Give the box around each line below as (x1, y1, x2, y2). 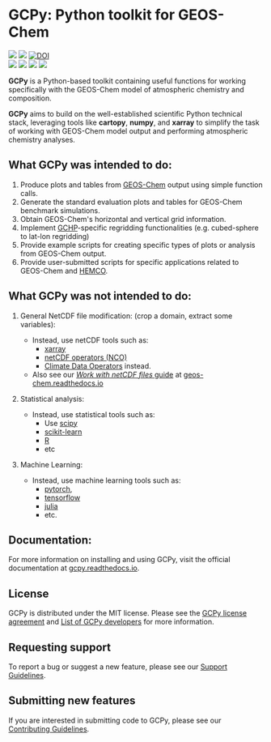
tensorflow (44, 493, 81, 502)
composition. (8, 93, 53, 103)
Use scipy (44, 418, 78, 428)
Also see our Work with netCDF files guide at (32, 369, 182, 379)
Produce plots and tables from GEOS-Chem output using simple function (19, 180, 263, 190)
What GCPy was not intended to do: (8, 289, 192, 303)
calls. (19, 188, 38, 198)
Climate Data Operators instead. (44, 360, 151, 370)
